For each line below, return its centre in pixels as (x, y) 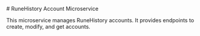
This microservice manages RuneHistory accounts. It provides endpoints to (100, 20)
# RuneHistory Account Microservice (52, 9)
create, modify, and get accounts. (48, 27)
